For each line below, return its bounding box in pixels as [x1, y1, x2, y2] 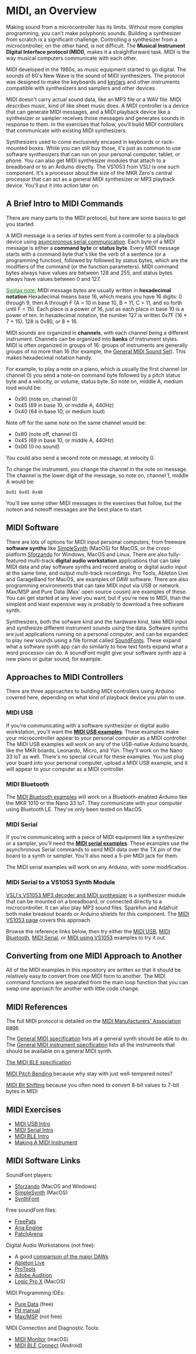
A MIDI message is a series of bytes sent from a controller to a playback [6, 232, 179, 239]
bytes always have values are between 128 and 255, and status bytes [6, 269, 173, 276]
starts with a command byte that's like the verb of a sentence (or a [6, 250, 166, 257]
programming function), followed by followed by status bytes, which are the [6, 256, 188, 264]
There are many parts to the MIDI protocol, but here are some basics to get [6, 214, 186, 221]
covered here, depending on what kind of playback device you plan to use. [6, 694, 186, 701]
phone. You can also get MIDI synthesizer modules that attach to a [6, 157, 166, 164]
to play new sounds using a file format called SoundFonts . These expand [6, 637, 181, 644]
